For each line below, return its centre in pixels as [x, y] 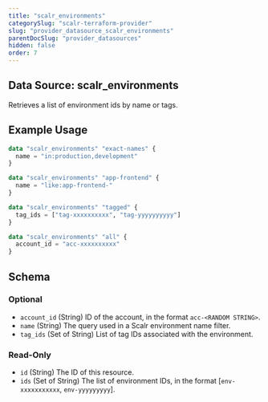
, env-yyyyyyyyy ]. [87, 389]
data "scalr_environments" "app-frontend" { [84, 178]
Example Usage [48, 130]
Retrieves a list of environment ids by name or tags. [93, 104]
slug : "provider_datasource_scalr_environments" [91, 30]
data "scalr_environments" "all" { [68, 237]
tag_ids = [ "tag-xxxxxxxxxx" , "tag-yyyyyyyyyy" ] [98, 215]
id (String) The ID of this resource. [77, 372]
